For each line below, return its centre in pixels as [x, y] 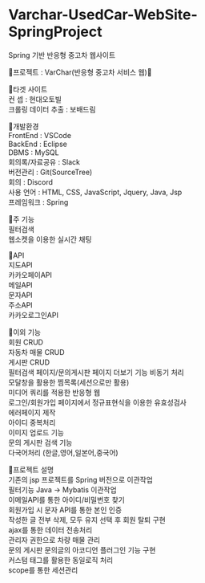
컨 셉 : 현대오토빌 [35, 99]
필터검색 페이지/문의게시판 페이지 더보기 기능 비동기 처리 [96, 372]
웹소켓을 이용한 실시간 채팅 [50, 239]
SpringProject [55, 32]
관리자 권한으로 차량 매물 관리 [54, 540]
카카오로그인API [33, 315]
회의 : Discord [31, 181]
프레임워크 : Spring [38, 202]
